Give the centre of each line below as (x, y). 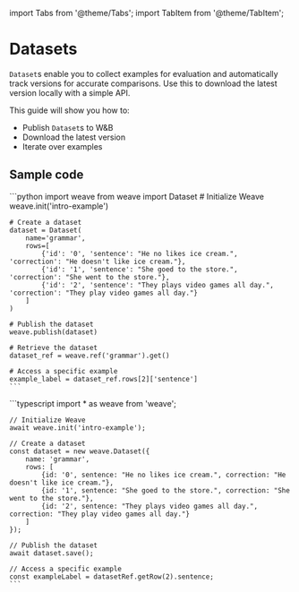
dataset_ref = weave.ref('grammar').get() (90, 356)
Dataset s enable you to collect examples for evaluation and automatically (144, 73)
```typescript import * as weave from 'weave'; (93, 403)
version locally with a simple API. (70, 92)
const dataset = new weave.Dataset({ (80, 451)
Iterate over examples (62, 146)
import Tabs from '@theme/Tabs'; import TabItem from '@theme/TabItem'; (147, 13)
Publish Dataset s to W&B (68, 127)
